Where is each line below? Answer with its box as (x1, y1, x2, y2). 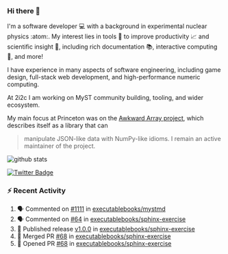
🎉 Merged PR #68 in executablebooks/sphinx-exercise (16, 232, 171, 240)
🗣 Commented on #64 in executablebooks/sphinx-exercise (16, 215, 186, 223)
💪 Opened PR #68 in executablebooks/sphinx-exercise (16, 239, 172, 247)
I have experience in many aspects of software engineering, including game (7, 66, 221, 74)
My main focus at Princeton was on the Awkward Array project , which (7, 114, 204, 123)
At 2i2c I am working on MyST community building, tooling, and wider (7, 94, 204, 102)
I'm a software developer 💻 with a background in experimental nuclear (7, 22, 207, 30)
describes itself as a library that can (7, 121, 108, 129)
